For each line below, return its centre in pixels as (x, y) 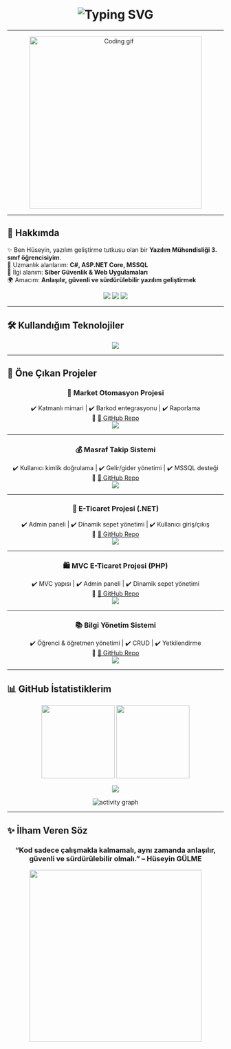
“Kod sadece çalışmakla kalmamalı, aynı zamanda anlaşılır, (115, 850)
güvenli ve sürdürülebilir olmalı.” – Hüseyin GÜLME (115, 858)
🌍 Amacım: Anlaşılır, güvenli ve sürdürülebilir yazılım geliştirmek (102, 279)
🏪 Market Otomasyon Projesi (115, 392)
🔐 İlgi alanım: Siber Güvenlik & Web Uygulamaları (78, 272)
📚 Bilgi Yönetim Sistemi (115, 625)
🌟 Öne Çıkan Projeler (52, 373)
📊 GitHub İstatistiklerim (59, 689)
